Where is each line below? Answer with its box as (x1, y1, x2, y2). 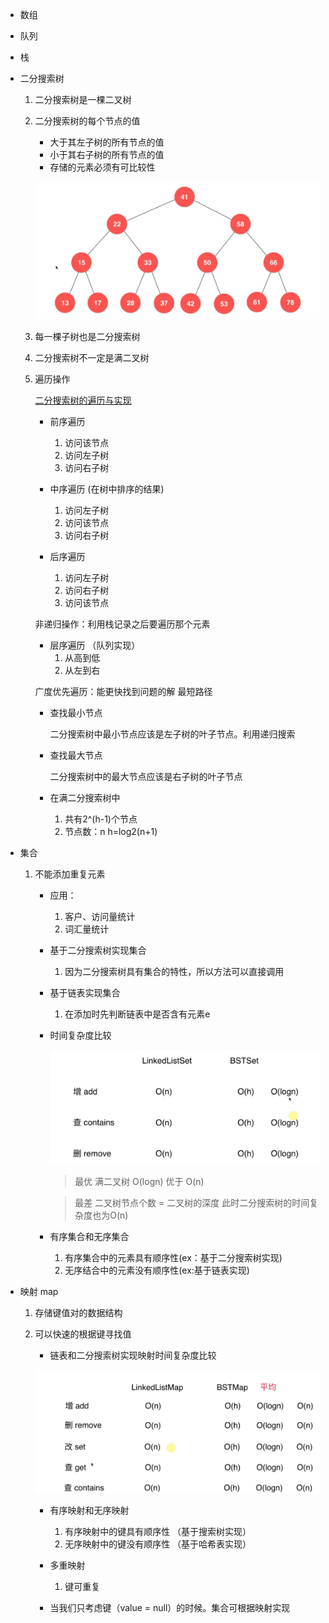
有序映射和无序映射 (49, 1504, 130, 1516)
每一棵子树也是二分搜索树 (34, 331, 141, 343)
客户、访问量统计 (64, 911, 136, 923)
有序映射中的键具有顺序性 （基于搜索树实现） (64, 1525, 252, 1537)
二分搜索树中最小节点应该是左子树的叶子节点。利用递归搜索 (49, 728, 296, 740)
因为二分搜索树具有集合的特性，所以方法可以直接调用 (64, 966, 285, 978)
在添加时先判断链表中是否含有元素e (64, 1008, 211, 1020)
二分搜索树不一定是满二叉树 (34, 352, 150, 364)
